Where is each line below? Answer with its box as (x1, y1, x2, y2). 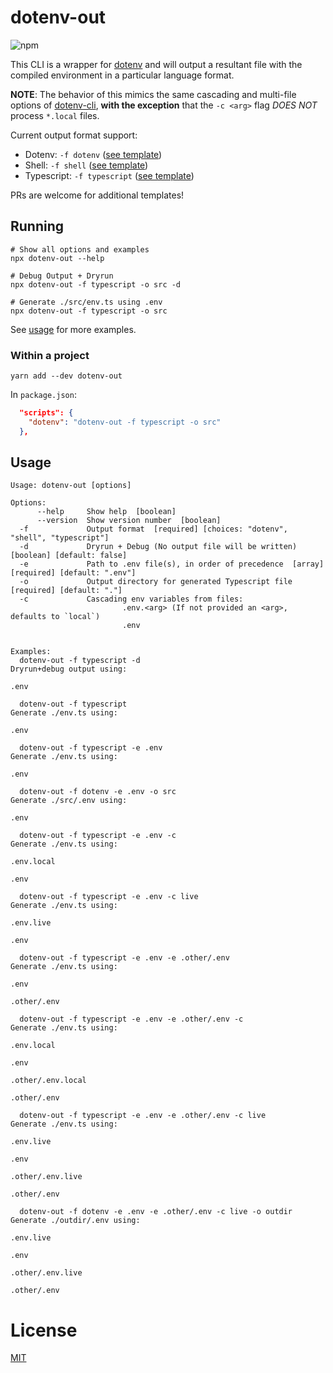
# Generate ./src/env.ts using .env (10, 297, 163, 307)
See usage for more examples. (10, 323, 137, 335)
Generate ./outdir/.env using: (10, 1216, 141, 1226)
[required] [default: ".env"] (10, 568, 137, 578)
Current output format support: (10, 129, 138, 141)
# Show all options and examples (10, 244, 150, 255)
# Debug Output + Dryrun (10, 271, 114, 281)
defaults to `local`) (10, 612, 101, 622)
